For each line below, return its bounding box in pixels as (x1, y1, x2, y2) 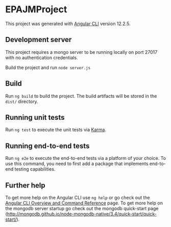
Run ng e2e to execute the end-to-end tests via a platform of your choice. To (5, 155, 166, 161)
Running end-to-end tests (5, 141, 90, 150)
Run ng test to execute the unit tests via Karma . (5, 127, 106, 133)
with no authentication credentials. (5, 54, 78, 60)
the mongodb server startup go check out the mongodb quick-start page (5, 205, 159, 211)
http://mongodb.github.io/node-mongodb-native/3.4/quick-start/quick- (7, 211, 157, 217)
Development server (5, 35, 72, 44)
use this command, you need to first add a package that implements (5, 160, 149, 167)
